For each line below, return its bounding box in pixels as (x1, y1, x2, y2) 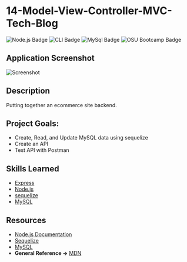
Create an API (14, 140, 49, 148)
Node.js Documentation (14, 231, 72, 238)
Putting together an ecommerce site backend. (6, 101, 118, 108)
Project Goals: (6, 118, 59, 128)
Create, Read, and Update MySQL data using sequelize (14, 134, 148, 141)
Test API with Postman (14, 147, 69, 154)
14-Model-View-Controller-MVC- (6, 4, 172, 18)
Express (14, 180, 35, 187)
